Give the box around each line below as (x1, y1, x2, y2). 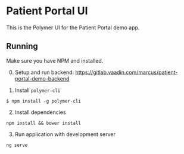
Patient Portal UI (6, 4, 88, 18)
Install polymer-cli (14, 87, 61, 94)
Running (6, 41, 39, 51)
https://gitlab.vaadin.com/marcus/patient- (75, 69, 178, 76)
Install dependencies (14, 109, 67, 116)
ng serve (6, 142, 28, 148)
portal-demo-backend (14, 75, 70, 82)
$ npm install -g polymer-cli (6, 98, 82, 104)
